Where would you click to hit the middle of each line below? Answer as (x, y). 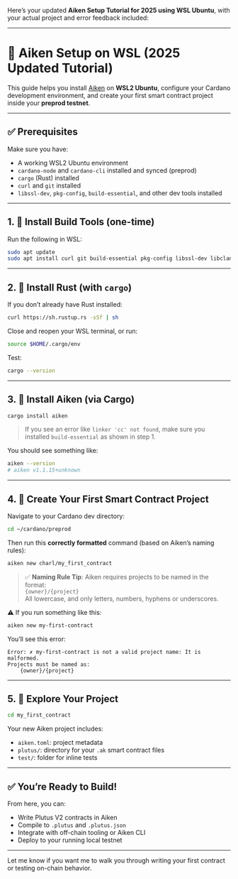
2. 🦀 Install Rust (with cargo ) (70, 287)
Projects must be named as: (49, 664)
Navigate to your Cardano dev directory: (66, 516)
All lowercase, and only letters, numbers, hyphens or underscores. (121, 599)
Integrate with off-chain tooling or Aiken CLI (81, 833)
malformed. (23, 658)
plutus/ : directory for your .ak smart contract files (91, 750)
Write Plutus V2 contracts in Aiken (68, 818)
